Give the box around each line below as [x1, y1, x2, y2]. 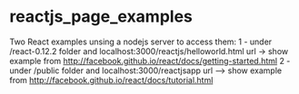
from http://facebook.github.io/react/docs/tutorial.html [9, 74, 214, 85]
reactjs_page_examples [9, 6, 193, 27]
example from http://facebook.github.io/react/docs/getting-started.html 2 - [9, 55, 291, 66]
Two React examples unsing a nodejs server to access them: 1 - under [9, 36, 273, 47]
